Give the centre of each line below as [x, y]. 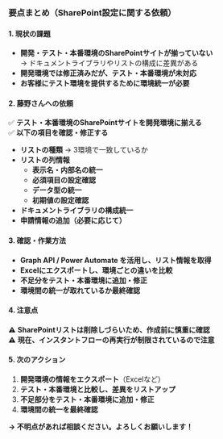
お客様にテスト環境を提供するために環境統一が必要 [105, 83]
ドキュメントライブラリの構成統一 [76, 211]
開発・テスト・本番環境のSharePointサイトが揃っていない [116, 53]
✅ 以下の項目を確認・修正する [58, 133]
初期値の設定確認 [60, 200]
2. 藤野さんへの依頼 [41, 103]
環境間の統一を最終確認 [59, 409]
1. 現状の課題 [29, 33]
